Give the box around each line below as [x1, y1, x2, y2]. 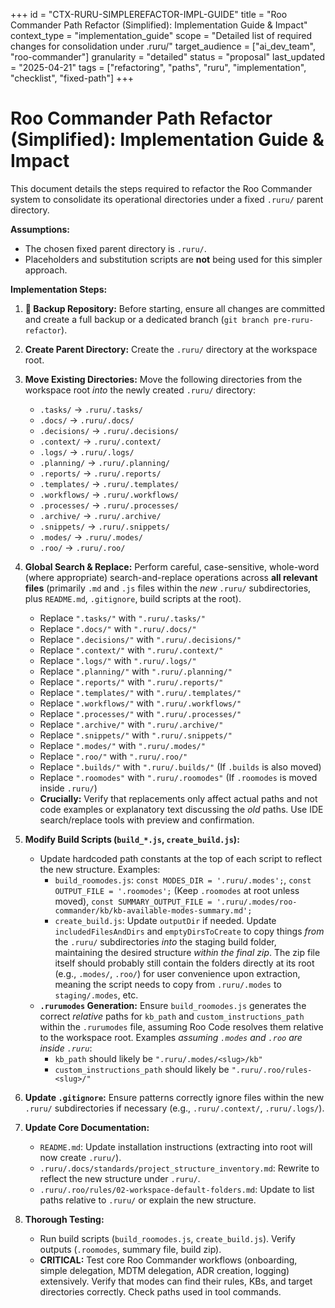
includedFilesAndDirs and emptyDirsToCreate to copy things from [54, 925, 325, 937]
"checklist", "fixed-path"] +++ [10, 72, 134, 84]
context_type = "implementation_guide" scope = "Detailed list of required [10, 30, 313, 41]
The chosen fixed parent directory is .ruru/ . [24, 242, 207, 254]
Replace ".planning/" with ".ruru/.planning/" [39, 665, 233, 677]
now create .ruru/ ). [39, 1151, 122, 1163]
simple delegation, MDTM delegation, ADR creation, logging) [39, 1264, 290, 1276]
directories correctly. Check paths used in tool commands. [39, 1285, 282, 1298]
